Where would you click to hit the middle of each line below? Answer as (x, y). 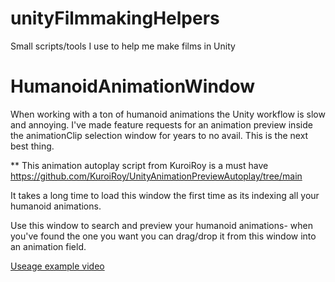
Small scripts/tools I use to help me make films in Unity (123, 46)
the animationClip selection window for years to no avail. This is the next (159, 135)
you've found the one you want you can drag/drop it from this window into (163, 236)
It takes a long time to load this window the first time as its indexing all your (165, 195)
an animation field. (48, 246)
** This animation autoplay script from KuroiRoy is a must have (139, 165)
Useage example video (57, 266)
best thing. (32, 146)
